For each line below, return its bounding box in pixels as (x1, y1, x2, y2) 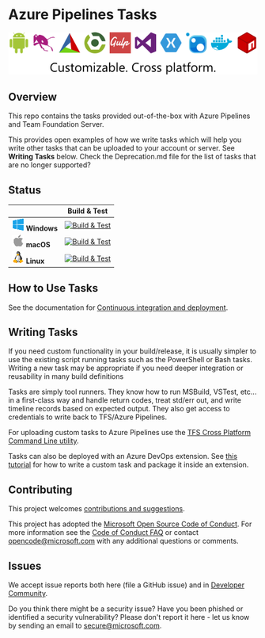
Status (8, 183, 42, 197)
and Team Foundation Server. (8, 120, 104, 129)
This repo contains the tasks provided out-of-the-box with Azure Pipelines (8, 111, 251, 120)
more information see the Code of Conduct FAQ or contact (8, 528, 199, 537)
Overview (8, 90, 58, 104)
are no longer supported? (8, 160, 91, 170)
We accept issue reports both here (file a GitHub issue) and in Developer (8, 580, 245, 590)
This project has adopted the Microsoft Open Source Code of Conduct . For (8, 519, 252, 529)
